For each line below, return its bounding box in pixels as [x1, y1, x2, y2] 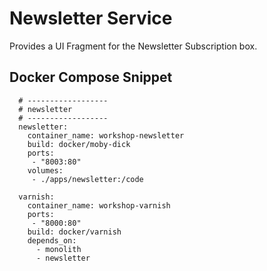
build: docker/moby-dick [27, 139, 131, 149]
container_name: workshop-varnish [27, 200, 171, 211]
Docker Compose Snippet [9, 69, 173, 86]
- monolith [35, 244, 82, 254]
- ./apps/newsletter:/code [31, 174, 144, 184]
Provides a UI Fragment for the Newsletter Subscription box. [9, 40, 258, 52]
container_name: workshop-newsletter [27, 130, 185, 141]
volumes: [27, 165, 64, 176]
